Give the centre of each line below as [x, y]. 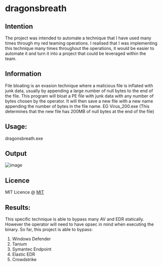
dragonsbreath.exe [24, 138]
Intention [19, 26]
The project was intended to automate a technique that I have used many [78, 38]
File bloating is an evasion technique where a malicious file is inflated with [79, 85]
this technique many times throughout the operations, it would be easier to [80, 48]
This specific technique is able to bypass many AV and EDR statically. [75, 219]
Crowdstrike [24, 260]
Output [16, 154]
